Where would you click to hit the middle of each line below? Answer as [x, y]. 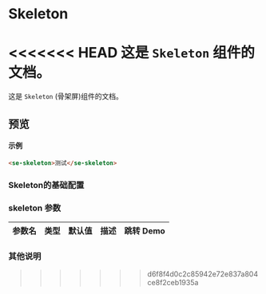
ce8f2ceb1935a [173, 283]
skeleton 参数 [35, 208]
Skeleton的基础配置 [46, 185]
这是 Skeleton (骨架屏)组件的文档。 [66, 96]
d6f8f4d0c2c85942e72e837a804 [202, 274]
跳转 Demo [145, 230]
